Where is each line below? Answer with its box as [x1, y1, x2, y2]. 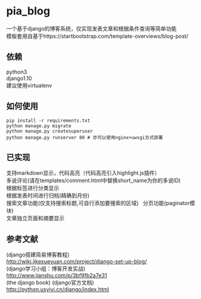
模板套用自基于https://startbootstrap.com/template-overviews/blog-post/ [6, 32, 189, 40]
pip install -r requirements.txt [6, 118, 91, 124]
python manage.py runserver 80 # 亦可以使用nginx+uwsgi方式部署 [6, 134, 163, 140]
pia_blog [6, 4, 50, 18]
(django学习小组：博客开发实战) [6, 265, 86, 272]
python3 [6, 68, 27, 75]
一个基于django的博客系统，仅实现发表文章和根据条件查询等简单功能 [6, 25, 177, 32]
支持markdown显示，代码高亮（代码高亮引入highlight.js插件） [6, 169, 160, 177]
